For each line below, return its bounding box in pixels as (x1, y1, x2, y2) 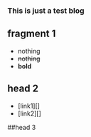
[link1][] (17, 101, 41, 110)
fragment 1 (7, 28, 56, 40)
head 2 (7, 83, 39, 95)
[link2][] (17, 109, 41, 118)
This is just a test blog (7, 6, 85, 16)
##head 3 (7, 123, 36, 131)
